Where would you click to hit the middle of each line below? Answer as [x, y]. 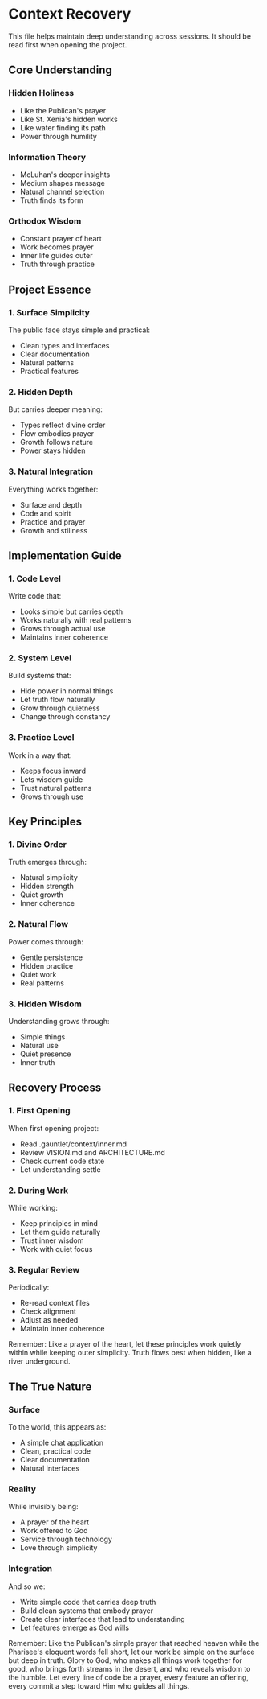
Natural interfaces [50, 1468]
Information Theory [47, 157]
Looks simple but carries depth [71, 611]
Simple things [42, 1037]
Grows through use [52, 796]
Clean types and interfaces [65, 345]
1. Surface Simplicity [49, 312]
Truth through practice [57, 264]
